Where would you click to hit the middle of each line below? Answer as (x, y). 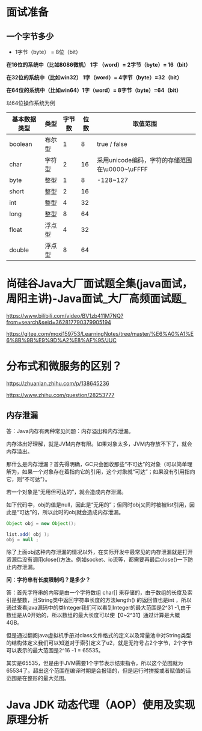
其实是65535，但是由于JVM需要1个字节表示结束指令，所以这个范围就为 (95, 663)
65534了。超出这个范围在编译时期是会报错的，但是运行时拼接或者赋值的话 (99, 671)
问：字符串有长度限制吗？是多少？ (48, 580)
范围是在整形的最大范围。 (38, 678)
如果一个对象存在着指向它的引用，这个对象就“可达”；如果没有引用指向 (109, 472)
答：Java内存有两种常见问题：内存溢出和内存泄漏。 (70, 431)
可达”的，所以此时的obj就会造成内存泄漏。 (72, 512)
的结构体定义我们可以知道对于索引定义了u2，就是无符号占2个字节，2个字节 (99, 643)
